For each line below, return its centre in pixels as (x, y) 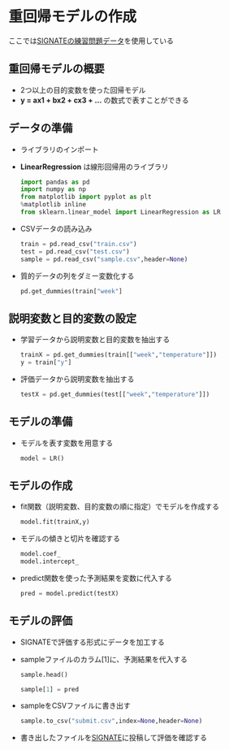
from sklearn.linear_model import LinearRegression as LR (120, 212)
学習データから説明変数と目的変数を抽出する (95, 340)
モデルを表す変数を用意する (67, 443)
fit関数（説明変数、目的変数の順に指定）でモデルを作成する (119, 507)
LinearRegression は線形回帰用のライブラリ (94, 167)
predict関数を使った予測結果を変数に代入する (96, 578)
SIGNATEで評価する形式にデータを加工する (92, 642)
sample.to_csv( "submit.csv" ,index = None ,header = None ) (111, 721)
